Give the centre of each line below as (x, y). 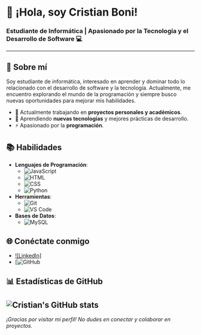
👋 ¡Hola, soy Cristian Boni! (72, 12)
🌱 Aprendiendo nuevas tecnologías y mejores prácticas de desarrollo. (102, 119)
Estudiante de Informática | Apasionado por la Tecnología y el (97, 31)
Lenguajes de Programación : (51, 165)
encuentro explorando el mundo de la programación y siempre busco (92, 94)
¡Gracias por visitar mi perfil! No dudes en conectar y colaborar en (88, 319)
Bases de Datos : (35, 216)
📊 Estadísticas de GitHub (55, 282)
